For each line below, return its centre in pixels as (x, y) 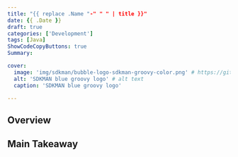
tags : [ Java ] (27, 40)
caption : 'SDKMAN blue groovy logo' (68, 85)
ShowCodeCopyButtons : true (47, 46)
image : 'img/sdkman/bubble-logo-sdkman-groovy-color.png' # (104, 72)
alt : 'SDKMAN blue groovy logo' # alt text (79, 79)
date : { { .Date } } (34, 20)
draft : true (25, 27)
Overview (29, 120)
